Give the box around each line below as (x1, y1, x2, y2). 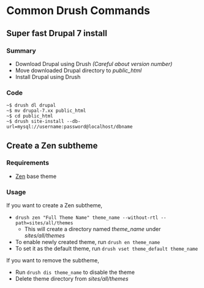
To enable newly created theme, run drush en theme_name (15, 238, 161, 246)
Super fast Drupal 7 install (6, 28, 107, 39)
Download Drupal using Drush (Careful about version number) (15, 60, 173, 67)
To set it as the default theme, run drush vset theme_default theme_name (15, 245, 198, 253)
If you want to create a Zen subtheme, (6, 202, 103, 209)
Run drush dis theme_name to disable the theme (15, 268, 135, 276)
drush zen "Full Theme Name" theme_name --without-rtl (15, 215, 159, 221)
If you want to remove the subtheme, (6, 257, 99, 264)
